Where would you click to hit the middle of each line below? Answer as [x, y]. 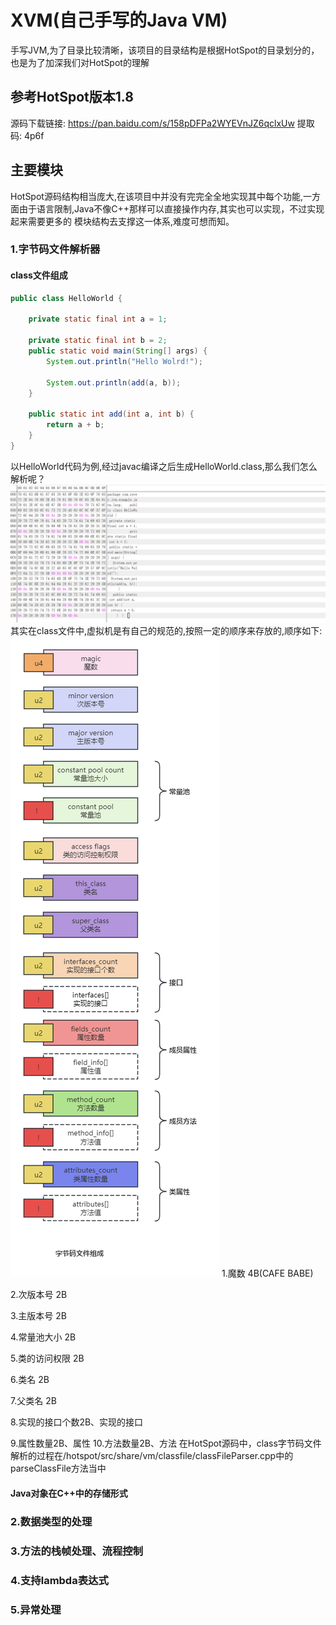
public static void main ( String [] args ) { [118, 351]
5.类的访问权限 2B [47, 1358]
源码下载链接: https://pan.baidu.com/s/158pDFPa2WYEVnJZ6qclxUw [152, 123]
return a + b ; [75, 425]
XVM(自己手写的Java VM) [119, 20]
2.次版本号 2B [39, 1295]
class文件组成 [39, 275]
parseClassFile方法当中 [58, 1468]
